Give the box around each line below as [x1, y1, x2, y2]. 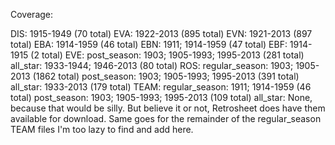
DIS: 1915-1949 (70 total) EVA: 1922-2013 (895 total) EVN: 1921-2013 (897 [10, 28, 313, 39]
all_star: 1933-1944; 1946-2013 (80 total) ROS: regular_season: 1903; [10, 60, 294, 71]
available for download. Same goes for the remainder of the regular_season [10, 113, 322, 124]
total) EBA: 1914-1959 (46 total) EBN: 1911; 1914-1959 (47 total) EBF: [10, 39, 288, 50]
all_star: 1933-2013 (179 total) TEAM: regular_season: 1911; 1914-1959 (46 [10, 81, 312, 93]
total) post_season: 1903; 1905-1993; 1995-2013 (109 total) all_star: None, [10, 92, 313, 103]
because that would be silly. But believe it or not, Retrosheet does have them [10, 102, 326, 114]
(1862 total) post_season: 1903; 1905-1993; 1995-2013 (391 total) [32, 70, 300, 82]
